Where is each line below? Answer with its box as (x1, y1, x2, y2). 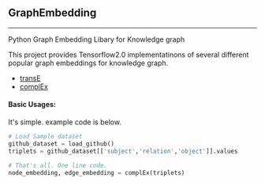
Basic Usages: (8, 100, 57, 109)
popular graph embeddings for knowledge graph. (8, 58, 169, 68)
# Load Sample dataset (8, 133, 83, 141)
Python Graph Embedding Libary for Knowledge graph (8, 35, 185, 44)
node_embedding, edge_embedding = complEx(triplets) (8, 168, 185, 176)
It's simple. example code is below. (8, 117, 122, 127)
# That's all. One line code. (8, 161, 108, 169)
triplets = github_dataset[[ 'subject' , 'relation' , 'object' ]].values (8, 147, 238, 155)
